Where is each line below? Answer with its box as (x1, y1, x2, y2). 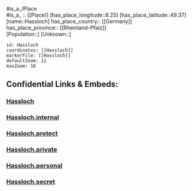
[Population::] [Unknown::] (6, 31, 72, 38)
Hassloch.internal (6, 113, 59, 122)
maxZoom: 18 (6, 63, 36, 69)
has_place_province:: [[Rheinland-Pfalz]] (6, 24, 106, 31)
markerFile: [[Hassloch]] (6, 53, 71, 59)
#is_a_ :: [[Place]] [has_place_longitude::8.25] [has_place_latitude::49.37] (6, 11, 187, 19)
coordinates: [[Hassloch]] (6, 47, 74, 53)
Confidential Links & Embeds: (6, 79, 118, 89)
